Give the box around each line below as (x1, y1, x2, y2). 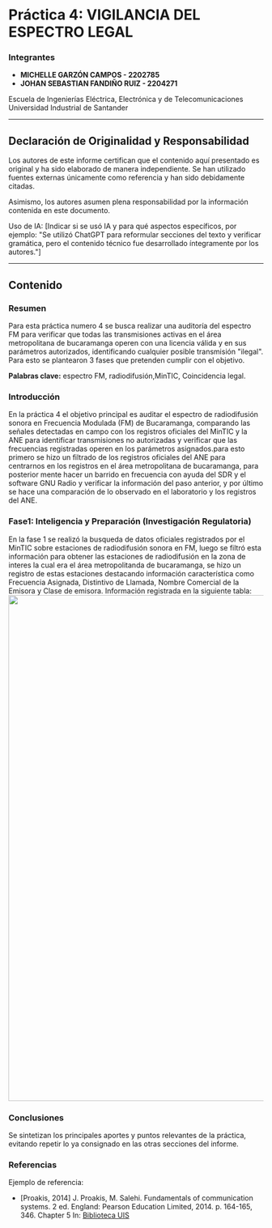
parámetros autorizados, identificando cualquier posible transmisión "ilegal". (8, 346, 264, 356)
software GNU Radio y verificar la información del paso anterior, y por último (8, 478, 264, 488)
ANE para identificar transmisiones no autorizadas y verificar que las (8, 436, 237, 445)
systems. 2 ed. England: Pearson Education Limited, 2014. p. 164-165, (19, 1202, 253, 1212)
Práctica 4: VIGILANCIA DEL (8, 6, 201, 24)
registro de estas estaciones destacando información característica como (8, 568, 255, 578)
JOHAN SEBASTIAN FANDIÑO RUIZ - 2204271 (19, 79, 178, 88)
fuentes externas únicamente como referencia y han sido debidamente (8, 172, 245, 183)
